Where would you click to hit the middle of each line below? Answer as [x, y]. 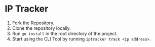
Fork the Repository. [33, 23]
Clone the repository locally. [42, 28]
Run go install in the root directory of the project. [65, 33]
